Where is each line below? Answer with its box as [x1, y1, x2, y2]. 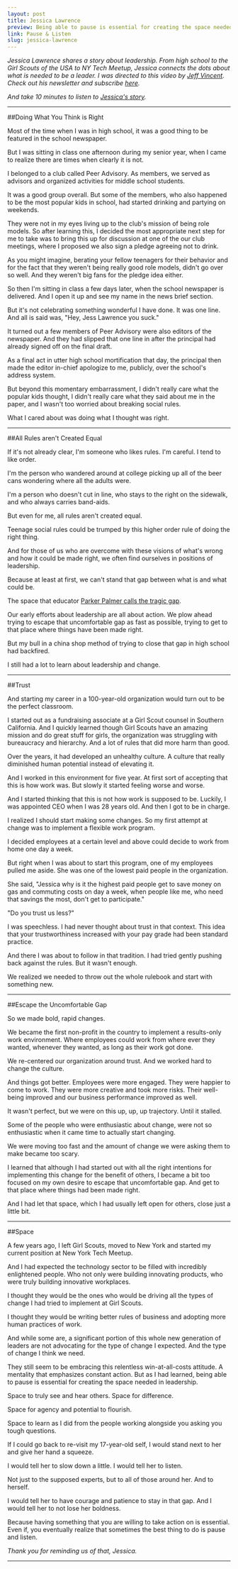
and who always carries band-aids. [7, 498, 110, 506]
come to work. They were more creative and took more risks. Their [7, 1086, 203, 1094]
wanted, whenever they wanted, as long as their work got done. [7, 1043, 193, 1052]
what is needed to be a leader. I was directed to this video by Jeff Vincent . [7, 72, 225, 80]
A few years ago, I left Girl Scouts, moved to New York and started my [7, 1241, 211, 1250]
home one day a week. [7, 845, 74, 853]
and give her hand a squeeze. [7, 1448, 94, 1456]
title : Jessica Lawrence [7, 17, 81, 24]
